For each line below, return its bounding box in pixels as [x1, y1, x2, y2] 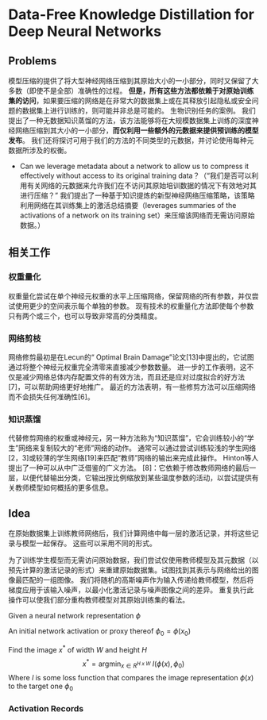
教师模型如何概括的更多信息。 [14, 483, 113, 493]
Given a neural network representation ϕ [8, 611, 141, 621]
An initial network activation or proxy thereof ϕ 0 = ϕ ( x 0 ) [8, 626, 191, 637]
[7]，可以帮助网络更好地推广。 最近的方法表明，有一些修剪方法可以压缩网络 [8, 382, 257, 391]
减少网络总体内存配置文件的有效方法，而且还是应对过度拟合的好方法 [21, 372, 245, 382]
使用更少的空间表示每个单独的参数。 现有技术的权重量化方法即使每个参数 [14, 301, 254, 310]
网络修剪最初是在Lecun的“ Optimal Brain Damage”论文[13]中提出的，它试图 [8, 352, 254, 362]
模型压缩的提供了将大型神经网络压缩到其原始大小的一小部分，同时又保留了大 [8, 76, 259, 85]
